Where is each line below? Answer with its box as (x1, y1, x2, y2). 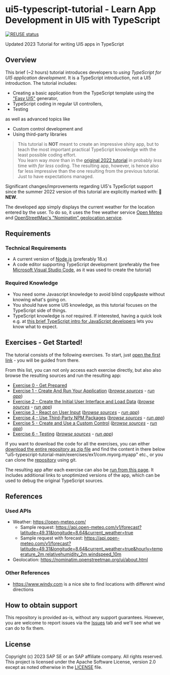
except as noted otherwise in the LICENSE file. (5, 664, 103, 670)
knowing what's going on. (12, 296, 67, 303)
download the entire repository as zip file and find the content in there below (5, 446, 165, 452)
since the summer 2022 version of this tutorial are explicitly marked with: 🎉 (5, 188, 162, 195)
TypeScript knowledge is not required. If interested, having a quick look (12, 312, 162, 318)
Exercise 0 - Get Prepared (12, 382, 67, 388)
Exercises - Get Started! (5, 338, 83, 347)
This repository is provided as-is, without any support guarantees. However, (5, 615, 164, 621)
